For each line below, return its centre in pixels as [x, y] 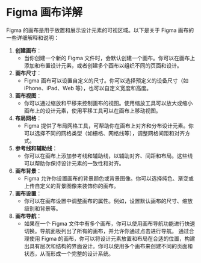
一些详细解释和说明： [32, 37]
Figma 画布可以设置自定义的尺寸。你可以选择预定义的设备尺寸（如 [106, 80]
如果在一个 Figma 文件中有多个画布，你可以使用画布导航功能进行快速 [110, 223]
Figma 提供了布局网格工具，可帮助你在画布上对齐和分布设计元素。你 [109, 125]
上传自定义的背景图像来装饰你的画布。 [71, 186]
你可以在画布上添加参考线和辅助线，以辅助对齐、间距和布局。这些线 [108, 156]
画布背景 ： [28, 171]
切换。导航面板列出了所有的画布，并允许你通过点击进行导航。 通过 [107, 231]
